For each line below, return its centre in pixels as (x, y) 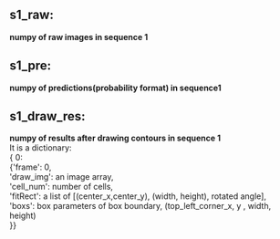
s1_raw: (32, 15)
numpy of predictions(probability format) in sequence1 (115, 88)
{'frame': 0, (31, 167)
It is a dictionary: (41, 148)
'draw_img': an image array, (62, 177)
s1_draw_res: (47, 116)
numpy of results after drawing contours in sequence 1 (115, 138)
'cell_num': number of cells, (62, 187)
